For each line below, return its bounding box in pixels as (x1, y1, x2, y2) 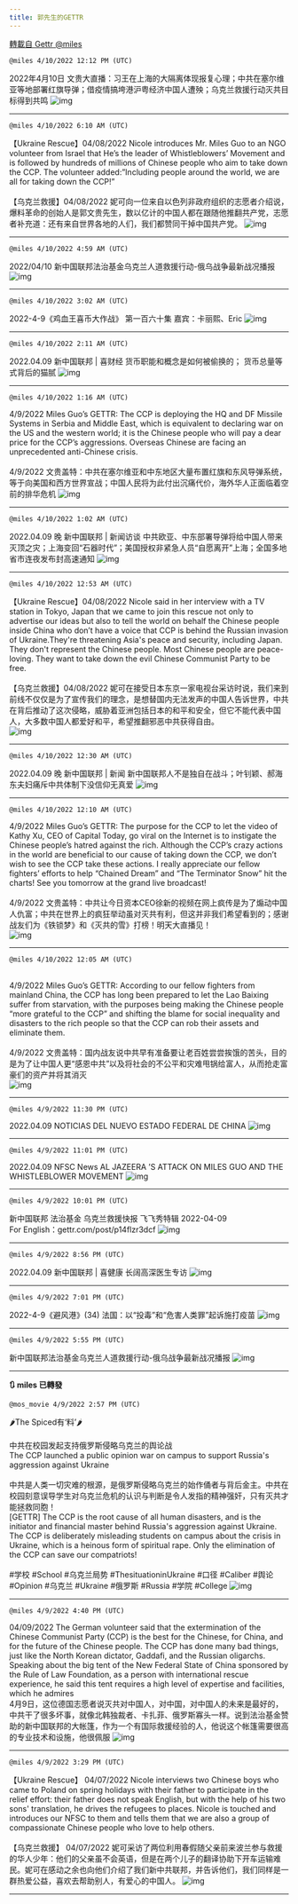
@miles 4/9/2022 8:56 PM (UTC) (9, 1250, 125, 1259)
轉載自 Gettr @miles (9, 38, 82, 49)
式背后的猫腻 (9, 367, 56, 377)
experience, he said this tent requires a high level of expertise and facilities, (9, 1679, 286, 1689)
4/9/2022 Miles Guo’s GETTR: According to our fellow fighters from (9, 980, 255, 991)
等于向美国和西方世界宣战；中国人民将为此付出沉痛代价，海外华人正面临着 (9, 477, 281, 488)
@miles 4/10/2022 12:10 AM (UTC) (9, 805, 133, 814)
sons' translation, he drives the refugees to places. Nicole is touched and (9, 1803, 277, 1813)
